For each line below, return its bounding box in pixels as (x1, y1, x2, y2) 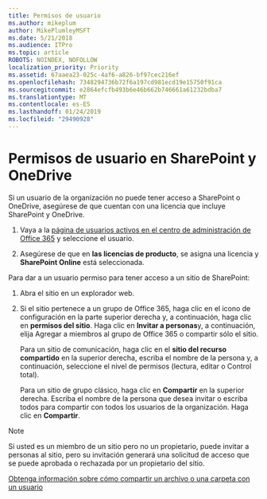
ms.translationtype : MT (8, 93, 87, 101)
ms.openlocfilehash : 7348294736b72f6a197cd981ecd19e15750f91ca (8, 78, 222, 86)
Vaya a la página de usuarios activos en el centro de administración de (19, 224, 252, 235)
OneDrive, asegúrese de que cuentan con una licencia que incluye (8, 201, 226, 211)
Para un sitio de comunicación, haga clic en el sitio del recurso (19, 344, 227, 354)
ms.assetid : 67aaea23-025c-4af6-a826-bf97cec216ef (8, 71, 180, 79)
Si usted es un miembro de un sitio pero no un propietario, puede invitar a (8, 441, 250, 450)
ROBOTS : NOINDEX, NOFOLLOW (8, 57, 98, 64)
